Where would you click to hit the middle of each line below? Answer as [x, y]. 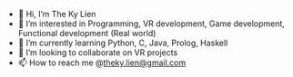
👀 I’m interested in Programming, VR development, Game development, [151, 24]
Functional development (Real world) [87, 33]
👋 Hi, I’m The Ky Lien [57, 14]
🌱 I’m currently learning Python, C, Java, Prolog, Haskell [123, 43]
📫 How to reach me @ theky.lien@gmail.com [102, 63]
